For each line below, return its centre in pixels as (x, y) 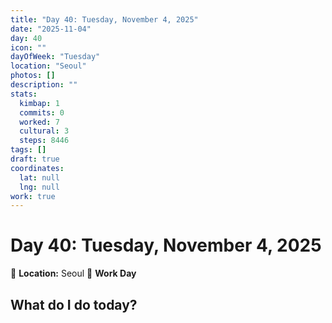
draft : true (35, 159)
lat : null (39, 177)
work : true (33, 196)
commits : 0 (42, 112)
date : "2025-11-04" (51, 29)
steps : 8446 (44, 141)
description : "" (44, 85)
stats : (24, 94)
